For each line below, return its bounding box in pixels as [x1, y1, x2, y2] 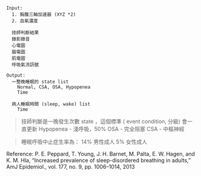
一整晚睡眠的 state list [12, 79, 69, 85]
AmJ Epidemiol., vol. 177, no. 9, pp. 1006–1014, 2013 [6, 163, 135, 170]
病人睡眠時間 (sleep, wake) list [12, 101, 91, 107]
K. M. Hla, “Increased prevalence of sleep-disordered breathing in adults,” [6, 157, 191, 164]
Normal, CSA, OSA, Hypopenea [17, 84, 91, 90]
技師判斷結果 [12, 30, 39, 36]
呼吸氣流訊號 [12, 62, 39, 68]
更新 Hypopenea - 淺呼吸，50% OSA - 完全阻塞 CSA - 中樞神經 [26, 125, 185, 132]
